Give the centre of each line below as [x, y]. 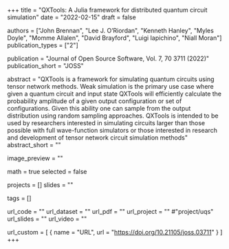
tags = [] [19, 198]
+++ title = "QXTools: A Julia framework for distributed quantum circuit [107, 10]
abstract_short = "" [34, 145]
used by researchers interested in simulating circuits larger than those [106, 123]
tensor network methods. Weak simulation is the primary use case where [111, 86]
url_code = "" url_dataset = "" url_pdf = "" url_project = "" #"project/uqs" [110, 212]
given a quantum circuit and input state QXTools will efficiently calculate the [115, 94]
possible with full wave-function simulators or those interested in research [112, 130]
